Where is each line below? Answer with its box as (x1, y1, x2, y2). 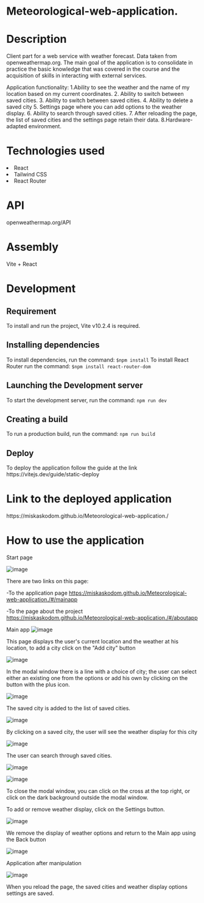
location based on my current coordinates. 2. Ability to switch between (6, 90, 184, 98)
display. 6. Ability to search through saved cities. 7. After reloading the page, (6, 110, 197, 117)
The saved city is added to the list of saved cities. (6, 705, 131, 712)
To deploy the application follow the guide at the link (6, 464, 138, 471)
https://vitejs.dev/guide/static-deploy (6, 471, 99, 478)
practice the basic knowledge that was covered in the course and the (6, 65, 180, 73)
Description (6, 32, 67, 46)
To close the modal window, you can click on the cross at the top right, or (6, 788, 191, 795)
